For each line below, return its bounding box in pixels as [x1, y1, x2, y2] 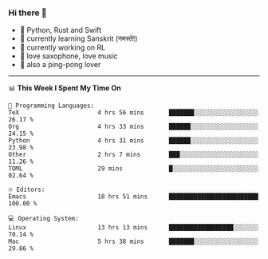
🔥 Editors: [8, 185, 45, 194]
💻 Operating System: [8, 215, 80, 223]
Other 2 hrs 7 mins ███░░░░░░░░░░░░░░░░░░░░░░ [8, 151, 259, 159]
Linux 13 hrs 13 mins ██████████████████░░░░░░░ [8, 224, 259, 232]
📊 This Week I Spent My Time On [8, 83, 121, 93]
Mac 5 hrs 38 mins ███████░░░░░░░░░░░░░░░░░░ [8, 237, 259, 246]
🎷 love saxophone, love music [19, 51, 118, 61]
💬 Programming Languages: [8, 102, 94, 110]
